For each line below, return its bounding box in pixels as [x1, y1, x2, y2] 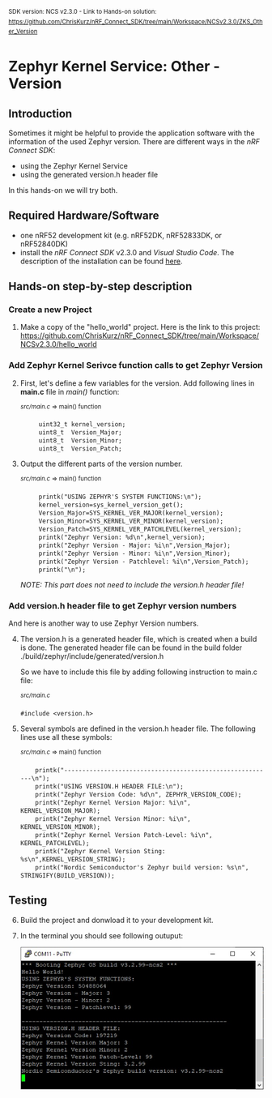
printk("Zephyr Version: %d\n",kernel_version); [38, 533, 206, 542]
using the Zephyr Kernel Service [19, 160, 128, 170]
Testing [8, 894, 48, 908]
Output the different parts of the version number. [19, 459, 183, 469]
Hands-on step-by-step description [8, 280, 193, 293]
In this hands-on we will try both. [8, 185, 118, 194]
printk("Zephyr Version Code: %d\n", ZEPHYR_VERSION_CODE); [35, 790, 242, 798]
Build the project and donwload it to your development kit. [19, 915, 214, 925]
